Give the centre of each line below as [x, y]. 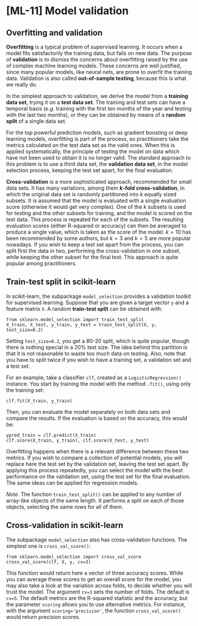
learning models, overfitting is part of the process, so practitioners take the [98, 139]
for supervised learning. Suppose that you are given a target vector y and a [98, 302]
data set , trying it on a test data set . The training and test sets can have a [96, 102]
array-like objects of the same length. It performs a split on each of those [95, 500]
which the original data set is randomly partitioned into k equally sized [91, 194]
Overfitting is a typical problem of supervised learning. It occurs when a [94, 47]
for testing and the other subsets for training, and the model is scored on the [99, 213]
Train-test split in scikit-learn [61, 282]
